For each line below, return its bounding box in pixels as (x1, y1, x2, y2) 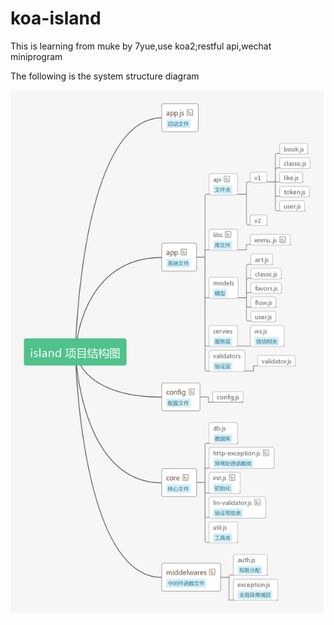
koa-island (10, 7, 102, 30)
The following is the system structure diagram (10, 70, 200, 82)
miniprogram (10, 50, 63, 62)
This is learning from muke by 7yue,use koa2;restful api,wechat (10, 40, 272, 52)
